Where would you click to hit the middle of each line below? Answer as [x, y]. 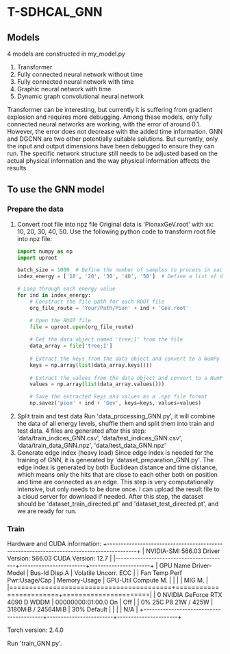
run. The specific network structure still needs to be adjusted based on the [112, 153]
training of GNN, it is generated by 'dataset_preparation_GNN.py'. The [115, 460]
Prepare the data [35, 209]
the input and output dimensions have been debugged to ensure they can [111, 146]
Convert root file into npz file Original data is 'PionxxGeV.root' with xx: [115, 224]
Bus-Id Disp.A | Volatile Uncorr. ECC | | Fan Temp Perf [106, 573]
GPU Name [175, 566]
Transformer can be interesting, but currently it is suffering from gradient [110, 110]
